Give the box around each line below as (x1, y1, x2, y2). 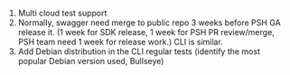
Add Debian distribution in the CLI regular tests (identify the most (17, 46, 260, 57)
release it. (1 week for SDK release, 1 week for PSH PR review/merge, (17, 27, 276, 37)
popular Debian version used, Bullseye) (17, 56, 164, 66)
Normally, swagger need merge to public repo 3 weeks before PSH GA (17, 17, 282, 28)
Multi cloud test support (17, 8, 108, 18)
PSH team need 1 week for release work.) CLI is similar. (17, 36, 223, 47)
